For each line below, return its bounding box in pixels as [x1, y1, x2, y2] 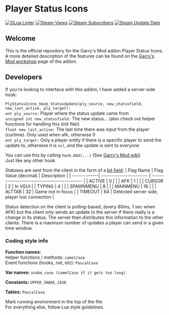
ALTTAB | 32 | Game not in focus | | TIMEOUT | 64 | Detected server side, [5, 188, 158, 194]
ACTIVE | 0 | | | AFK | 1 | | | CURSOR [89, 178, 163, 184]
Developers [5, 73, 42, 82]
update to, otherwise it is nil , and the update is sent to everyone [5, 142, 140, 148]
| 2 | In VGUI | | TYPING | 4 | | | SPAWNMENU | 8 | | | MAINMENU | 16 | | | [5, 183, 156, 189]
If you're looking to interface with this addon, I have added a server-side [5, 86, 155, 92]
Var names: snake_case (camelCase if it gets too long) [5, 269, 126, 275]
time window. [5, 225, 33, 231]
